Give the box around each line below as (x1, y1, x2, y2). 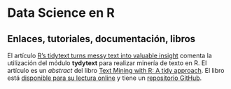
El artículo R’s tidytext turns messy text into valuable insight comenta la (7, 51, 212, 60)
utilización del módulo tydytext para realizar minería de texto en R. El (7, 59, 207, 67)
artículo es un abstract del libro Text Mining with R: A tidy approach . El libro (7, 67, 225, 74)
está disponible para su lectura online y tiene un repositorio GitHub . (7, 74, 202, 82)
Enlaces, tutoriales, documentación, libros (7, 33, 196, 45)
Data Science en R (7, 5, 115, 21)
